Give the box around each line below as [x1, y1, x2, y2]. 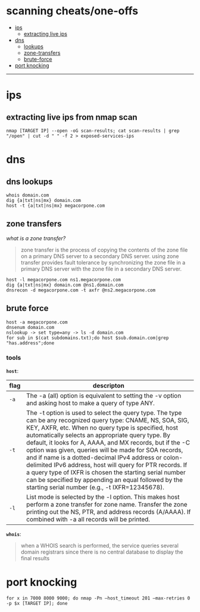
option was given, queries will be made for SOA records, [26, 446, 183, 454]
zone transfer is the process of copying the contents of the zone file [20, 246, 188, 253]
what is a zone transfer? [6, 234, 66, 242]
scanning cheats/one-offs [6, 4, 139, 18]
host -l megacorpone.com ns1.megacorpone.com [6, 277, 121, 282]
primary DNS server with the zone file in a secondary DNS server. [20, 265, 182, 272]
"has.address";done [6, 340, 55, 346]
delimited [26, 461, 52, 469]
